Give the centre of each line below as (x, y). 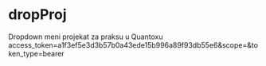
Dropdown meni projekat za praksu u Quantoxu (86, 37)
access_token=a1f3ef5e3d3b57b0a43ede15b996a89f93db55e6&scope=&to (133, 45)
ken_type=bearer (37, 53)
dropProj (37, 15)
